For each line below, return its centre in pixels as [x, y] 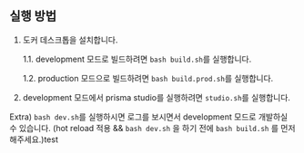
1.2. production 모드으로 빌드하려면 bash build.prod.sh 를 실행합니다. [148, 78]
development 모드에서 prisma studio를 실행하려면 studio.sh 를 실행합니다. [157, 97]
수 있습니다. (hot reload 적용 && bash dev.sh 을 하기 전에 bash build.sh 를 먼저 [152, 128]
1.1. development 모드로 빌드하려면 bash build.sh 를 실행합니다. [137, 59]
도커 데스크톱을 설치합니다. [70, 40]
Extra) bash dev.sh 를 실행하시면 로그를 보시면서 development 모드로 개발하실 [149, 117]
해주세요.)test [34, 139]
